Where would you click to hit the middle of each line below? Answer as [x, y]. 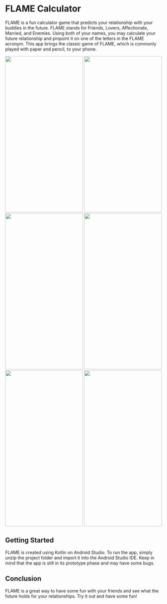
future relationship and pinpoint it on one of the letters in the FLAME [75, 38]
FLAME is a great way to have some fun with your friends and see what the [82, 591]
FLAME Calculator [43, 9]
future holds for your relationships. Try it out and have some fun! [71, 596]
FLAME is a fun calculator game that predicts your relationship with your [79, 22]
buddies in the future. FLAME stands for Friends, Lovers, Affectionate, [77, 27]
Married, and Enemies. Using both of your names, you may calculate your [80, 33]
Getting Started [30, 540]
